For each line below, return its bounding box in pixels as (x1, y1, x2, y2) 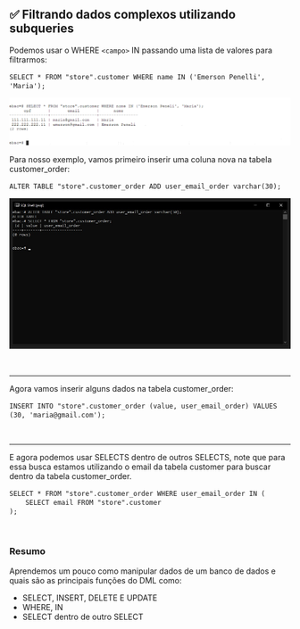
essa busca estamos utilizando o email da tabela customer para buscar (9, 461, 271, 472)
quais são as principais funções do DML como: (9, 575, 182, 585)
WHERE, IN (21, 601, 64, 612)
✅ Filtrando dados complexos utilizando (9, 7, 237, 22)
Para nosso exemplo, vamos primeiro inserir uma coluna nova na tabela (9, 153, 272, 164)
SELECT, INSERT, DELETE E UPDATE (21, 592, 158, 603)
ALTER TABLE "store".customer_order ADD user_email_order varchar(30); (9, 182, 281, 191)
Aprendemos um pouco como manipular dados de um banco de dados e (9, 566, 277, 576)
